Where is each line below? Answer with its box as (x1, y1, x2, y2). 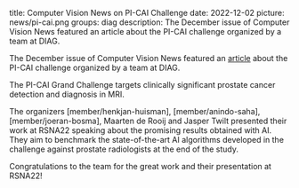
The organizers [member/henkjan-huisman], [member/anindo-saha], (9, 106, 261, 116)
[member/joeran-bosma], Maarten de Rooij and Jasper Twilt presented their (9, 115, 287, 126)
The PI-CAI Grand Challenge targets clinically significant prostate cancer (9, 80, 276, 90)
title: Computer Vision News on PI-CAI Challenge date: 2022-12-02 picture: (9, 8, 285, 18)
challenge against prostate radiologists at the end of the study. (9, 144, 238, 154)
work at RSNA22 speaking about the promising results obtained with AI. (9, 125, 272, 136)
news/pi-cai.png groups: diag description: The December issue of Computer (9, 17, 290, 27)
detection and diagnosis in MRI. (9, 89, 125, 99)
